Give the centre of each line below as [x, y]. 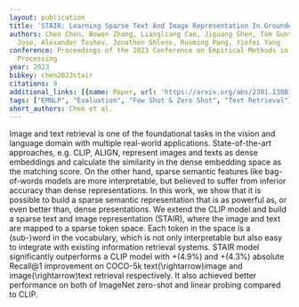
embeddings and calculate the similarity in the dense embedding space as [145, 162]
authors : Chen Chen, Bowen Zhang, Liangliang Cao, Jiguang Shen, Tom [141, 34]
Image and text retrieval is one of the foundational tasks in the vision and [142, 133]
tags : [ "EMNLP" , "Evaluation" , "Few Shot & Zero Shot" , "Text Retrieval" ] [151, 100]
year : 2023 [29, 68]
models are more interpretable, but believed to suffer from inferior [166, 181]
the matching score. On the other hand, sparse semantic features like [136, 172]
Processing [37, 59]
